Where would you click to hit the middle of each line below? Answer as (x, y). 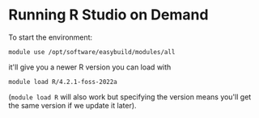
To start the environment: (51, 37)
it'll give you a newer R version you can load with (90, 67)
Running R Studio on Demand (108, 15)
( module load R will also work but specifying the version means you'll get (130, 97)
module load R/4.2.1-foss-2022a (63, 82)
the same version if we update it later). (72, 105)
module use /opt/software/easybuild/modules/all (92, 52)
